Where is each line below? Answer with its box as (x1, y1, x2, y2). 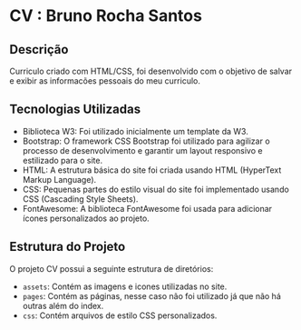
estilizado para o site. (22, 155, 102, 165)
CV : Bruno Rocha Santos (9, 5, 202, 26)
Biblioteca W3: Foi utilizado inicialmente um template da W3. (22, 125, 249, 136)
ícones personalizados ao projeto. (22, 213, 150, 224)
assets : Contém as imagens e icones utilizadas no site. (22, 281, 228, 292)
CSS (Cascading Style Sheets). (22, 193, 139, 205)
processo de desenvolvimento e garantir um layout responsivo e (22, 145, 263, 155)
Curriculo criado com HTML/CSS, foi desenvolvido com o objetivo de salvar (9, 65, 293, 76)
